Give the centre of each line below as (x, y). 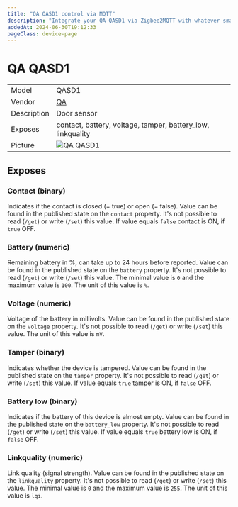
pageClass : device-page (42, 34)
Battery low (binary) (42, 401)
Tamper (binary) (36, 352)
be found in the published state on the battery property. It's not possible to (117, 270)
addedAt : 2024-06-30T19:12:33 (52, 27)
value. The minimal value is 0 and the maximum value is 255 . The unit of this (118, 488)
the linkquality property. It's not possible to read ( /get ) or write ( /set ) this (117, 481)
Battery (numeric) (39, 247)
